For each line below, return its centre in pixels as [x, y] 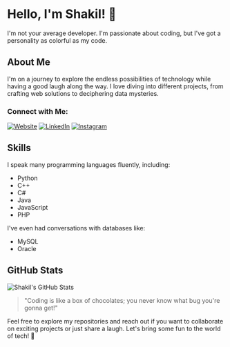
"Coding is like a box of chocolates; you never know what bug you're [122, 300]
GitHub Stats [35, 271]
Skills [19, 148]
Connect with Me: [38, 111]
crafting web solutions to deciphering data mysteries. [83, 93]
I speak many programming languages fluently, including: [89, 164]
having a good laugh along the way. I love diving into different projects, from [115, 86]
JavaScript [32, 207]
